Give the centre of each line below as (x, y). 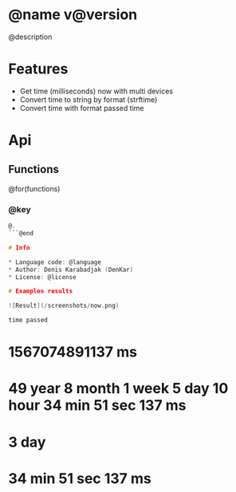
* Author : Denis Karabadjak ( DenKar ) (71, 270)
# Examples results (41, 291)
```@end (21, 234)
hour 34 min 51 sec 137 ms (97, 405)
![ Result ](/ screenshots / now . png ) (64, 306)
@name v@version (73, 15)
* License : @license (43, 277)
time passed (28, 321)
